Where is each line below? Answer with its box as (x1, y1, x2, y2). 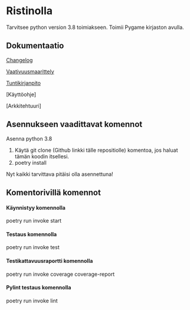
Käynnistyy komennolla (6, 204, 66, 211)
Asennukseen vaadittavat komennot (6, 119, 143, 129)
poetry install (14, 159, 47, 166)
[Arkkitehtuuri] (6, 102, 41, 109)
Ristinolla (6, 4, 53, 18)
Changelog (6, 56, 33, 63)
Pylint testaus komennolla (6, 284, 71, 291)
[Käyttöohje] (6, 90, 37, 98)
